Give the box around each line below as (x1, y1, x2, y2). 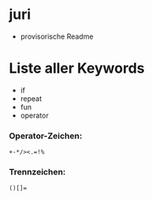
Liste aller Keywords (9, 59, 145, 77)
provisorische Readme (20, 32, 94, 41)
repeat (20, 93, 43, 103)
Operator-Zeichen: (9, 130, 83, 141)
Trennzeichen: (9, 167, 66, 178)
